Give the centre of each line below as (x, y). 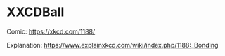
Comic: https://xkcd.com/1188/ (51, 31)
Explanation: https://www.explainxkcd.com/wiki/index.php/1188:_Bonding (112, 45)
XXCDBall (36, 12)
